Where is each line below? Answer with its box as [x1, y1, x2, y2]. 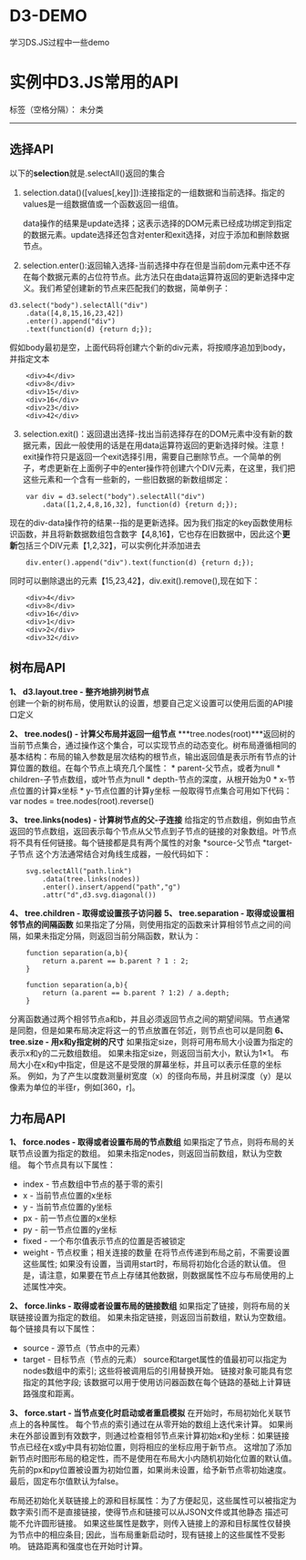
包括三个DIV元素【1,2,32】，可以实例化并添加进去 [17, 539, 201, 551]
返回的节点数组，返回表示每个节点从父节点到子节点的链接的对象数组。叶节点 [9, 825, 297, 836]
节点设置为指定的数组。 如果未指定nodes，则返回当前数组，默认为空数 [16, 1148, 282, 1159]
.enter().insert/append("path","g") [42, 882, 181, 892]
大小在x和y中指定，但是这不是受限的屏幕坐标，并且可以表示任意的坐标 [16, 1058, 282, 1070]
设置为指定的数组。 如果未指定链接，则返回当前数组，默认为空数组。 [33, 1312, 291, 1323]
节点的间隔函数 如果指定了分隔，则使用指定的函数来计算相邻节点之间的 [16, 919, 283, 930]
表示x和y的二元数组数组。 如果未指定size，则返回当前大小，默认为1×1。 [9, 1047, 280, 1058]
